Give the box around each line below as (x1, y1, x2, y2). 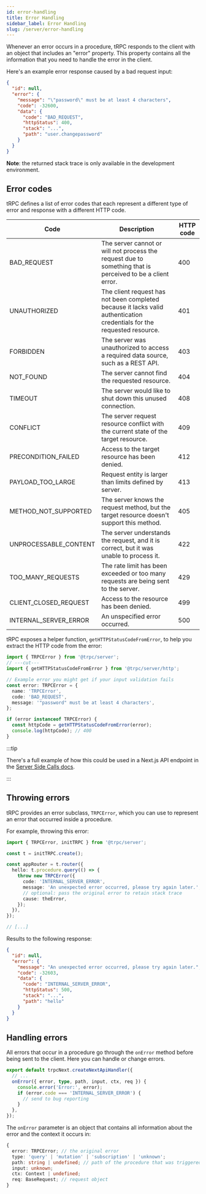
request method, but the (101, 503, 171, 512)
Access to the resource (101, 595, 169, 603)
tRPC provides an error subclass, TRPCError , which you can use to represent (6, 809, 199, 816)
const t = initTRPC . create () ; (6, 850, 84, 857)
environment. (6, 166, 40, 173)
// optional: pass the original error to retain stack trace (22, 890, 183, 896)
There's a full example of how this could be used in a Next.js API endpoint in (6, 756, 199, 763)
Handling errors (6, 1032, 68, 1043)
